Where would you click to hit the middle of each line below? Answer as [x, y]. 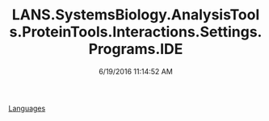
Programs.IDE [136, 49]
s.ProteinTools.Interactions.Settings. [136, 32]
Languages [27, 108]
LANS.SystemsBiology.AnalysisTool [136, 15]
